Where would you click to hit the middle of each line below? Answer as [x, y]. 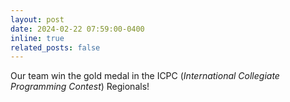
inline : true [37, 38]
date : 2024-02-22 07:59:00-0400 [77, 29]
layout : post [37, 19]
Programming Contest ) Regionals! [80, 87]
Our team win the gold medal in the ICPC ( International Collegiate [145, 76]
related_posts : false [55, 47]
